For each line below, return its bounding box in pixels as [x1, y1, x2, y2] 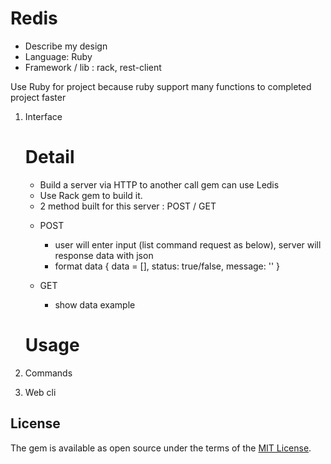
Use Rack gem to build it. [39, 189, 143, 201]
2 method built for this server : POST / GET [39, 200, 217, 212]
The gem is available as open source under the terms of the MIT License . [10, 442, 312, 454]
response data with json [54, 249, 154, 261]
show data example [54, 298, 136, 311]
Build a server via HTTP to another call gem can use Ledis [39, 178, 280, 191]
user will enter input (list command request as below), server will [54, 238, 322, 251]
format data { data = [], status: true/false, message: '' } [54, 260, 281, 272]
